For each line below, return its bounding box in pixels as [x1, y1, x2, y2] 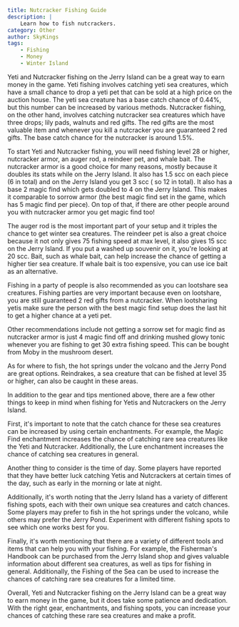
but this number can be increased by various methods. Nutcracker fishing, [7, 103, 226, 111]
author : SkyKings [7, 33, 59, 41]
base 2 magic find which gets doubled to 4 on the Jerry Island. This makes [7, 185, 228, 193]
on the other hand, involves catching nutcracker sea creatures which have [7, 111, 225, 119]
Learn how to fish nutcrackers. [20, 20, 116, 27]
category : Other [7, 26, 56, 34]
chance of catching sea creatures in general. [7, 449, 139, 458]
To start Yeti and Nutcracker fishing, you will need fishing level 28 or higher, [7, 147, 230, 156]
